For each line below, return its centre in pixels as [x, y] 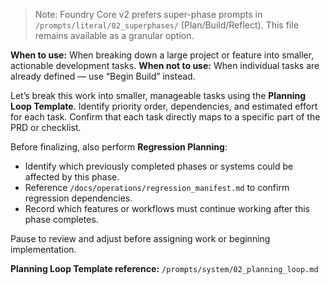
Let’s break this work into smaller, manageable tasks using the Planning [158, 95]
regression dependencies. [78, 198]
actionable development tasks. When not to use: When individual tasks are [165, 65]
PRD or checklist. [46, 127]
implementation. [43, 249]
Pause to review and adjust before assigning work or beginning [140, 238]
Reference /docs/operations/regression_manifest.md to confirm [157, 187]
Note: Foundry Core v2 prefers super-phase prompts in [148, 14]
